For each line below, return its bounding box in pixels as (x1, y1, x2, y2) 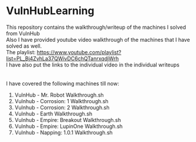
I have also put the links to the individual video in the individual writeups (6, 61, 180, 68)
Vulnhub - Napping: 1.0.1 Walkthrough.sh (14, 128, 113, 136)
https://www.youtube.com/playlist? (36, 48, 121, 55)
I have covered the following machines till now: (6, 80, 119, 87)
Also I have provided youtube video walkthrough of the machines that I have (6, 36, 190, 43)
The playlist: (6, 48, 36, 55)
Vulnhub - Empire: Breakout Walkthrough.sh (14, 116, 121, 123)
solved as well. (6, 42, 42, 49)
